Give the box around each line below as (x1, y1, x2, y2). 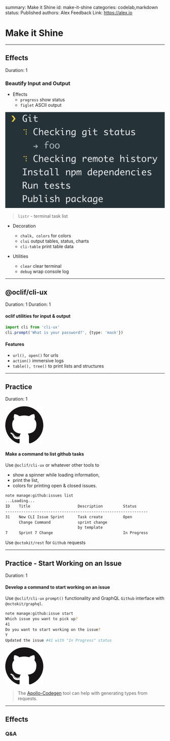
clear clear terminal (20, 263, 62, 269)
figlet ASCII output (20, 102, 62, 108)
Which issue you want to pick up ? (5, 616, 78, 622)
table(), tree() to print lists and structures (12, 363, 104, 369)
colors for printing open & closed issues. (12, 483, 97, 489)
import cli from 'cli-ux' (5, 325, 60, 330)
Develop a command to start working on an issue (5, 584, 110, 590)
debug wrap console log (20, 268, 69, 275)
